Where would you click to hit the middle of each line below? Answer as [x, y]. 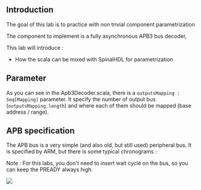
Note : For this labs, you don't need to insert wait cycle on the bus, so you [97, 163]
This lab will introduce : [35, 47]
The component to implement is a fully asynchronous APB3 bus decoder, [97, 36]
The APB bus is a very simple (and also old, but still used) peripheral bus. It [99, 145]
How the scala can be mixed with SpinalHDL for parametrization [94, 59]
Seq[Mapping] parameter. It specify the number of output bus [81, 99]
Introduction [30, 10]
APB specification [40, 131]
